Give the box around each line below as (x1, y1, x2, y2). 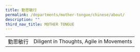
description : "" (5, 17, 40, 22)
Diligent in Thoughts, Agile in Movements (33, 38, 132, 45)
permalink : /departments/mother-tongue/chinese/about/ (5, 12, 125, 17)
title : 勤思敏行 (5, 7, 37, 13)
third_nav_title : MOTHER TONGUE (5, 21, 74, 27)
